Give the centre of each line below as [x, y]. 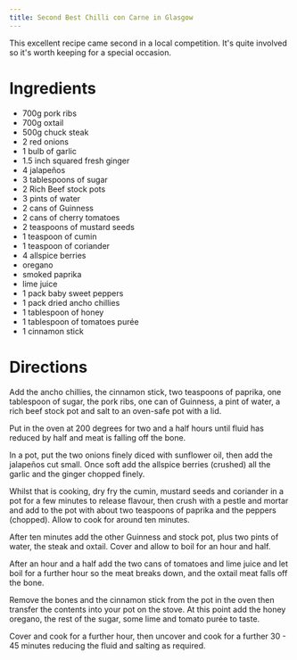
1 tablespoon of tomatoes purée [81, 321]
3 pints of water [51, 198]
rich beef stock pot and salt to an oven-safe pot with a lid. [115, 410]
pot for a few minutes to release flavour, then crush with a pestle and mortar [149, 500]
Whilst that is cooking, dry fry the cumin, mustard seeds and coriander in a [146, 491]
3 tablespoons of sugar [65, 179]
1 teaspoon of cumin [59, 236]
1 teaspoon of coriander [66, 245]
